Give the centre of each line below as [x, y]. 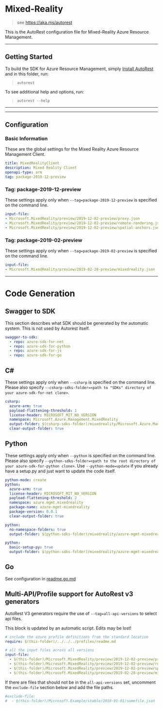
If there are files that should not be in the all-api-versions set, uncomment [81, 682]
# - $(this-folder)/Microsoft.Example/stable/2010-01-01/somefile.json [80, 701]
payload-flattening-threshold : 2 [43, 498]
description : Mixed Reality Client [41, 168]
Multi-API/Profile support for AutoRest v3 [69, 594]
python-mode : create [26, 480]
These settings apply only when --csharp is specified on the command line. [81, 382]
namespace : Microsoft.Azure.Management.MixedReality [64, 420]
